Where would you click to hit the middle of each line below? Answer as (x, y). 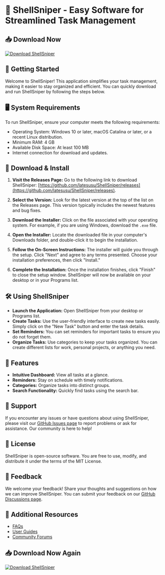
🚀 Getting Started (32, 69)
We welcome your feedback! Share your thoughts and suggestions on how (81, 489)
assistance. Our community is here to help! (49, 428)
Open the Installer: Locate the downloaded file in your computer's (80, 235)
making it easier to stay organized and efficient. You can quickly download (81, 86)
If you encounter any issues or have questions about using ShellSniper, (77, 418)
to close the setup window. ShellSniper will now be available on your (82, 275)
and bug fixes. (27, 211)
